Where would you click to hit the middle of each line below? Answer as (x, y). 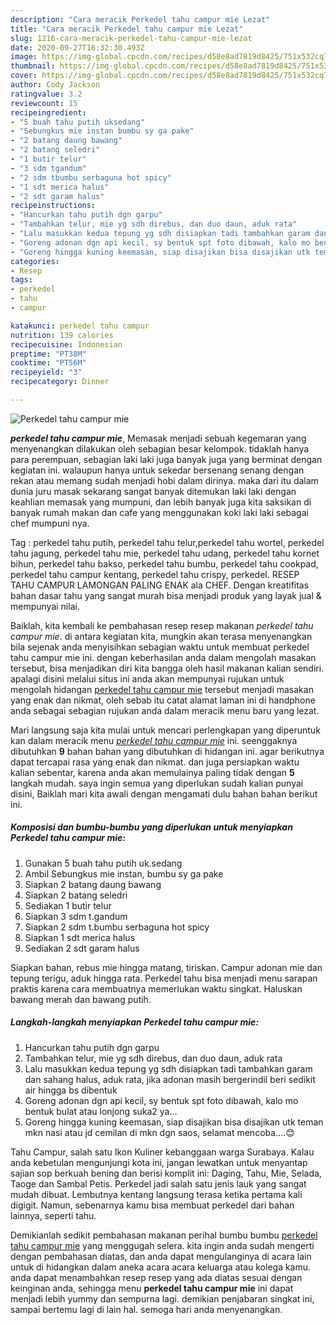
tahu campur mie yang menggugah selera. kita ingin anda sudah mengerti (162, 1245)
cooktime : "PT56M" (48, 363)
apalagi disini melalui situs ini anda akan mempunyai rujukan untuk (147, 678)
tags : (21, 280)
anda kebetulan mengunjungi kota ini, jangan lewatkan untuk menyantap (159, 1162)
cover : (24, 76)
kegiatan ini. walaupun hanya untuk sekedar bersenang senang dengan (157, 470)
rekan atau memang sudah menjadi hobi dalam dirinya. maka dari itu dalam (164, 480)
